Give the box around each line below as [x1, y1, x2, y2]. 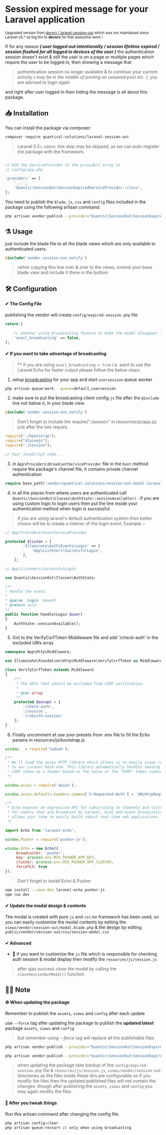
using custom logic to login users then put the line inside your [12, 500, 138, 506]
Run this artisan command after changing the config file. [5, 1111, 120, 1117]
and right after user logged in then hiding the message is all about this [5, 89, 148, 95]
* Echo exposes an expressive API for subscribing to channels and [7, 805, 149, 811]
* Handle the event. [5, 589, 48, 594]
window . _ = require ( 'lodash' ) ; [5, 747, 70, 752]
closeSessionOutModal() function [17, 971, 84, 977]
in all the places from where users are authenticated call [12, 489, 127, 496]
